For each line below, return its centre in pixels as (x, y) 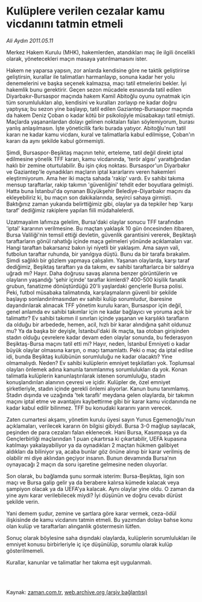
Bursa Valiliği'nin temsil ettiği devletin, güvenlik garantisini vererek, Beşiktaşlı (101, 235)
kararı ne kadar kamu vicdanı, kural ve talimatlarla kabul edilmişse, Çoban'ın (100, 135)
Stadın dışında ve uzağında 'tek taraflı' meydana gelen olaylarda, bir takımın (100, 395)
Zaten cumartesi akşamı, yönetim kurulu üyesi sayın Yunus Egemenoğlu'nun (101, 419)
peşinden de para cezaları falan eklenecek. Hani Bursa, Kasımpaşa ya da (96, 432)
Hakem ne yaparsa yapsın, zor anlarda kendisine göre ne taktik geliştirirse (98, 70)
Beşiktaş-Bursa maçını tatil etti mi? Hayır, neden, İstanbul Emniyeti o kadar (98, 344)
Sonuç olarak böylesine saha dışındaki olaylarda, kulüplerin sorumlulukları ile (101, 537)
